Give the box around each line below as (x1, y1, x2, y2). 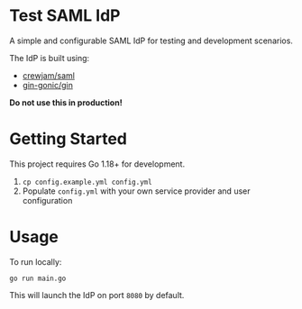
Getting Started (9, 129, 128, 150)
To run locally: (9, 256, 62, 267)
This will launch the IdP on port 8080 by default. (9, 289, 185, 300)
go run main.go (9, 274, 67, 283)
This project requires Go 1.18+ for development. (9, 159, 186, 169)
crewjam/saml (22, 69, 75, 81)
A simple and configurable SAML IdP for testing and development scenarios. (9, 35, 293, 46)
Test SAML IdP (9, 5, 121, 26)
